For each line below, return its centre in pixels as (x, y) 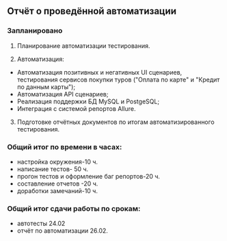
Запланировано (35, 31)
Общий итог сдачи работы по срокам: (74, 208)
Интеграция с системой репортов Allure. (76, 108)
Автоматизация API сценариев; (63, 94)
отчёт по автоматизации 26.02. (62, 231)
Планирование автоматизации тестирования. (83, 46)
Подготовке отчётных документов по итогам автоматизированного (116, 122)
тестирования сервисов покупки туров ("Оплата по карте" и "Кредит (118, 79)
